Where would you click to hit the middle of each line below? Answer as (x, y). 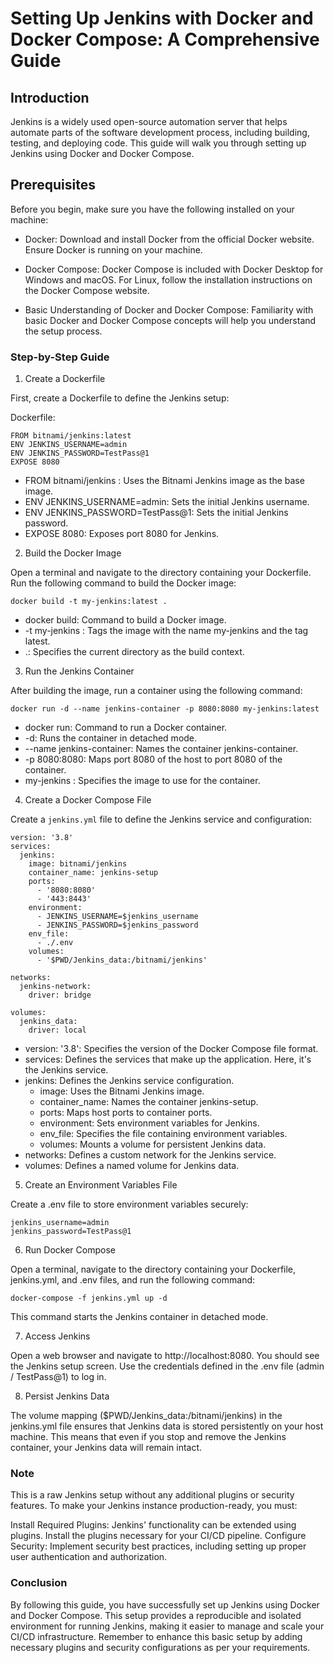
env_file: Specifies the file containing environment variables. (163, 1134)
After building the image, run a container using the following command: (156, 691)
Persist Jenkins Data (67, 1396)
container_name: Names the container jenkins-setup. (149, 1102)
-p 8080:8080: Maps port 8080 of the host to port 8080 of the (153, 759)
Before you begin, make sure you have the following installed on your (152, 209)
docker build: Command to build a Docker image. (125, 620)
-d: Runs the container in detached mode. (111, 738)
